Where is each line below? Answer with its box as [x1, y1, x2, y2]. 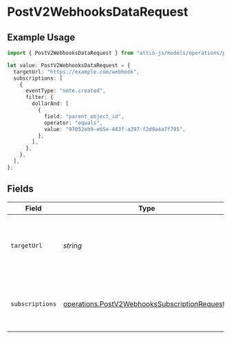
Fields [7, 183, 34, 195]
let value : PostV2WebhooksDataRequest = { [7, 62, 131, 69]
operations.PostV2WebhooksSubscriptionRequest [63, 299, 225, 309]
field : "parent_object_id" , [43, 113, 125, 120]
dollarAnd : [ [32, 100, 69, 107]
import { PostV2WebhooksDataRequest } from [7, 49, 134, 56]
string [63, 241, 82, 250]
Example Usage [7, 32, 76, 43]
